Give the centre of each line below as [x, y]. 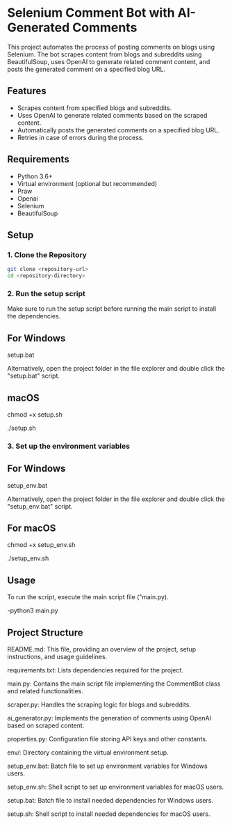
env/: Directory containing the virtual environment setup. [88, 753]
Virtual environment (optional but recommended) [87, 183]
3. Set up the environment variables [69, 446]
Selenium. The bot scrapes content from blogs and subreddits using [105, 54]
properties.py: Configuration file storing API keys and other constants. [107, 739]
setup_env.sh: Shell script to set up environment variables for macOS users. [116, 787]
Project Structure [45, 632]
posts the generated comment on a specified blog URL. [86, 69]
